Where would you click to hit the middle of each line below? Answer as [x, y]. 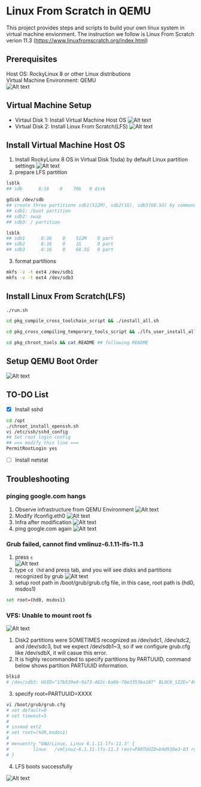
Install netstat [31, 460]
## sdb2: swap [24, 216]
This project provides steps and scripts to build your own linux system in [95, 28]
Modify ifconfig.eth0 [40, 516]
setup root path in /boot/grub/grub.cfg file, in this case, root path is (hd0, [105, 583]
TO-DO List [28, 395]
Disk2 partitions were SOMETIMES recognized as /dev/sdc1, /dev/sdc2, [103, 640]
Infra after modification [43, 522]
